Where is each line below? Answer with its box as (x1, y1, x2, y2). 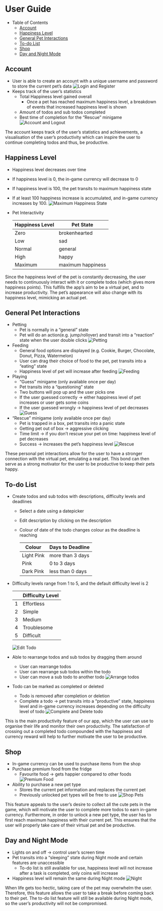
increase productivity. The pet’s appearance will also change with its (5, 289, 143, 295)
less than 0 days (49, 568, 87, 575)
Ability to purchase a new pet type (12, 781, 81, 787)
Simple (22, 608, 39, 615)
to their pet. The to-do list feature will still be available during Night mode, (5, 895, 153, 901)
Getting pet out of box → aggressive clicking (19, 425, 109, 431)
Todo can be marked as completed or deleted (12, 684, 104, 689)
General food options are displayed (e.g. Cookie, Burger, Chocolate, (19, 348, 156, 354)
